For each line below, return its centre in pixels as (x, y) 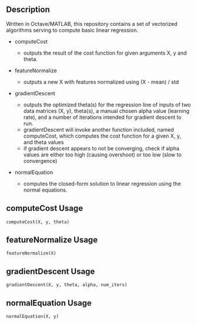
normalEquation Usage (49, 303)
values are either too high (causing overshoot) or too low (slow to (102, 155)
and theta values (44, 142)
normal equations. (45, 190)
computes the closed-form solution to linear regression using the (102, 183)
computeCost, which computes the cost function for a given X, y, (102, 136)
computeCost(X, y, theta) (38, 222)
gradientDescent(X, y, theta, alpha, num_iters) (67, 285)
